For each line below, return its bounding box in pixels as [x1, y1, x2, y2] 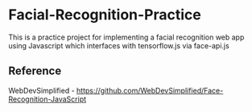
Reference [8, 64, 62, 78]
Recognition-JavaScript [8, 94, 87, 104]
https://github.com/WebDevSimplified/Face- [76, 85, 224, 95]
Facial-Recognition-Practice [8, 6, 201, 24]
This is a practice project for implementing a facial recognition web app [8, 32, 245, 42]
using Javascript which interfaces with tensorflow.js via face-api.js [8, 40, 229, 50]
